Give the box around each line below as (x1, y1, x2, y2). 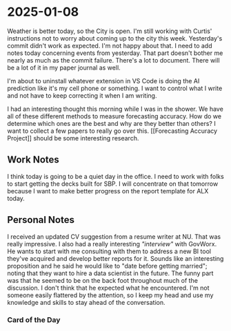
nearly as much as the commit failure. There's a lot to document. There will (7, 56, 220, 64)
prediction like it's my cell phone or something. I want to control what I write (7, 84, 223, 92)
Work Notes (7, 154, 60, 166)
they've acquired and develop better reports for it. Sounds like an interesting (7, 254, 224, 262)
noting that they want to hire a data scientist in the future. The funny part (7, 269, 214, 277)
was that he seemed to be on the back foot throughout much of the (7, 276, 199, 284)
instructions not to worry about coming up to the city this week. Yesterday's (7, 34, 223, 42)
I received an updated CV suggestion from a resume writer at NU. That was (7, 232, 221, 241)
